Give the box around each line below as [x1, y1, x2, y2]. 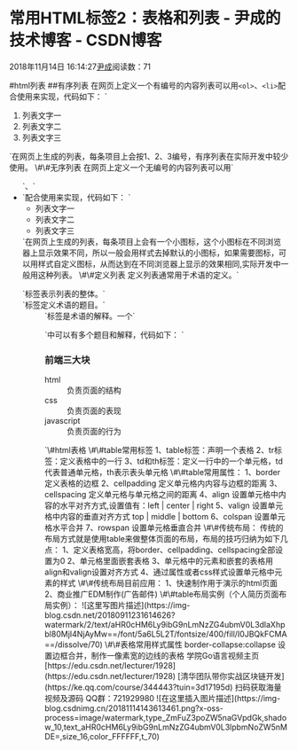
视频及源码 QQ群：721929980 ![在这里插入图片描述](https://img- [43, 693, 281, 704]
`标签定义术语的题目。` [21, 299, 106, 310]
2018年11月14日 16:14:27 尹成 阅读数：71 [9, 61, 152, 72]
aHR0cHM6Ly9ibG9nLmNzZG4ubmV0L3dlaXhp [110, 620, 286, 630]
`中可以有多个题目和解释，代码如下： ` [43, 329, 184, 340]
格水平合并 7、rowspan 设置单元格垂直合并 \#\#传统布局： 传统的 [43, 522, 284, 533]
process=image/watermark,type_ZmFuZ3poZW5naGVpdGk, [43, 713, 264, 723]
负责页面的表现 [66, 405, 122, 417]
